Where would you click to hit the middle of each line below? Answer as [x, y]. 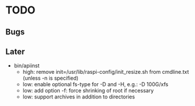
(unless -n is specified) [50, 78]
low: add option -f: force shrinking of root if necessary [88, 91]
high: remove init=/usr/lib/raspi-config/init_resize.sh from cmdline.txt [106, 72]
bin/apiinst [27, 66]
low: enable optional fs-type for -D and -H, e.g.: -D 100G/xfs [95, 84]
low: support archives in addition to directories [79, 97]
